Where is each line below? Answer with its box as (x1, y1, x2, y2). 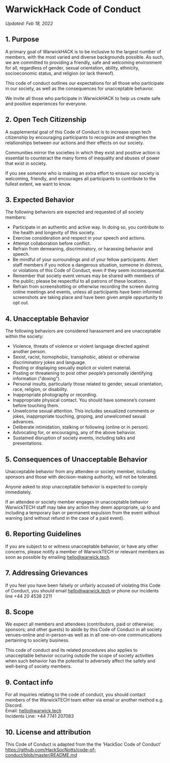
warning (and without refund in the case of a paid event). (5, 515, 124, 521)
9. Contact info (5, 678, 53, 686)
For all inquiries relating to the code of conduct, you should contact (5, 691, 146, 698)
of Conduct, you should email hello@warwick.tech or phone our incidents (5, 587, 159, 593)
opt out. (12, 300, 29, 306)
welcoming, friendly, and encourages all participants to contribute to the (5, 175, 156, 181)
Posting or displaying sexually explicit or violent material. (12, 364, 131, 371)
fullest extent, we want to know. (5, 181, 72, 187)
